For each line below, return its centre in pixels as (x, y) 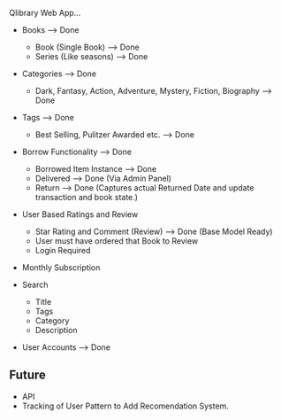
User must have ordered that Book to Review (117, 241)
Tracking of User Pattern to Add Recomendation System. (125, 406)
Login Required (63, 250)
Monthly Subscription (61, 268)
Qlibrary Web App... (45, 13)
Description (56, 330)
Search (35, 284)
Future (28, 375)
